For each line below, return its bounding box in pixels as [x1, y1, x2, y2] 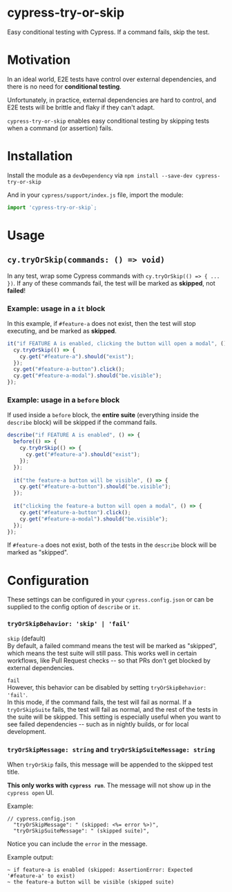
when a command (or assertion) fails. [7, 123, 114, 132]
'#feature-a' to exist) [7, 872, 76, 880]
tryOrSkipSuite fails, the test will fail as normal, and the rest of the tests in [7, 705, 218, 713]
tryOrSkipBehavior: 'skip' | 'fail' [7, 620, 130, 628]
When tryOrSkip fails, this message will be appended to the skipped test [7, 760, 213, 769]
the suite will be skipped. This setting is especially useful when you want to [7, 712, 221, 721]
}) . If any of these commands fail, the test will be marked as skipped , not [7, 279, 215, 287]
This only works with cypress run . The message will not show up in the [7, 781, 211, 789]
